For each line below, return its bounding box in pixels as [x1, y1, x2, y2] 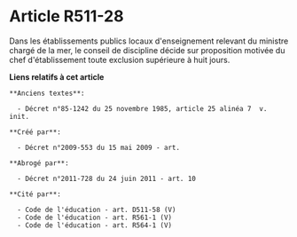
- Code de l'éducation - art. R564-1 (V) [17, 220, 173, 230]
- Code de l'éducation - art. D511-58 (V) [17, 205, 176, 214]
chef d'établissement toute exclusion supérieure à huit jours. [9, 54, 231, 65]
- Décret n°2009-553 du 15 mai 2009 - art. [17, 143, 180, 152]
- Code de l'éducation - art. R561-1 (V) [17, 213, 173, 222]
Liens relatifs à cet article [9, 71, 105, 82]
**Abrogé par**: [9, 158, 69, 168]
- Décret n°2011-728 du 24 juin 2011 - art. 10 [17, 174, 197, 183]
